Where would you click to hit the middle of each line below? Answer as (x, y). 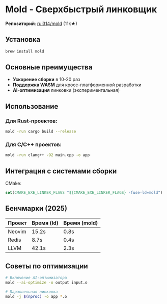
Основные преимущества (49, 67)
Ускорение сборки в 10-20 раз (46, 80)
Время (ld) (45, 223)
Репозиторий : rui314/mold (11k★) (41, 23)
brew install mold (25, 51)
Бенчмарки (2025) (36, 208)
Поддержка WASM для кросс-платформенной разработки (77, 85)
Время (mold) (81, 223)
